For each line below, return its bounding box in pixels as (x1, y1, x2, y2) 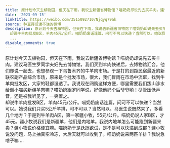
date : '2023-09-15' (5, 12, 47, 17)
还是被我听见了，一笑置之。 (14, 93, 72, 99)
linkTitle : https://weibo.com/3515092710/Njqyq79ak (5, 17, 116, 22)
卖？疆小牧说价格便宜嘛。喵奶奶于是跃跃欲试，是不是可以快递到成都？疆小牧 (5, 125, 165, 131)
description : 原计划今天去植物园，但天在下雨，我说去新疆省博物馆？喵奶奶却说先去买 (5, 26, 163, 31)
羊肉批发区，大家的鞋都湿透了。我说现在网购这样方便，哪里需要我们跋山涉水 (5, 80, 165, 86)
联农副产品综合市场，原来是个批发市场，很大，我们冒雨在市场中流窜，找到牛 (5, 74, 165, 80)
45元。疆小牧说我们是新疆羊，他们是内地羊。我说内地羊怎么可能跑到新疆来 (5, 118, 162, 124)
